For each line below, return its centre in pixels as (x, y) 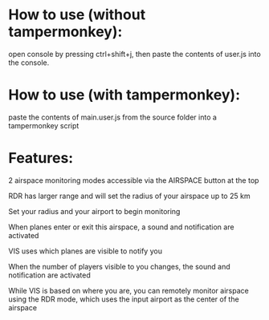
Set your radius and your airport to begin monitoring (94, 211)
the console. (29, 63)
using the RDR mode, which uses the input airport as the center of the (124, 299)
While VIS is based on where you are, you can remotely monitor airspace (128, 290)
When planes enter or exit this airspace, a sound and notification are (121, 227)
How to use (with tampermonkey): (124, 95)
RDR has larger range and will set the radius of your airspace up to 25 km (129, 196)
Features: (41, 158)
